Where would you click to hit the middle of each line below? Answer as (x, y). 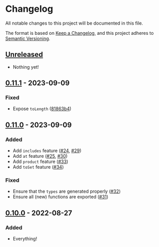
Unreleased (24, 55)
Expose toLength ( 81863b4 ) (42, 109)
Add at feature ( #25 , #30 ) (40, 156)
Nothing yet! (26, 67)
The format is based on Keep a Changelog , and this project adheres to (79, 33)
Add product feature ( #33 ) (40, 161)
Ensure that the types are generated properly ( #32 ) (67, 191)
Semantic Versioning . (28, 38)
